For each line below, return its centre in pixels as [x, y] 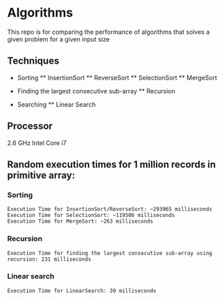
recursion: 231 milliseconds [49, 259]
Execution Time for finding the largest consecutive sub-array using [110, 253]
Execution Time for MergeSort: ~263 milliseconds [80, 222]
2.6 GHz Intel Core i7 [37, 142]
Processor [30, 126]
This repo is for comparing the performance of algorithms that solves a [109, 32]
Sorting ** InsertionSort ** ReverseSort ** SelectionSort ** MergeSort [117, 77]
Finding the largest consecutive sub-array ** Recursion [96, 91]
